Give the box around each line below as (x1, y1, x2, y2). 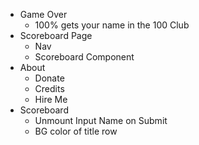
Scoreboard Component (34, 51, 135, 63)
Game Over (19, 9, 68, 20)
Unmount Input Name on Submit (34, 115, 168, 126)
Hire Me (34, 94, 68, 105)
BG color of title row (34, 125, 118, 137)
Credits (34, 83, 65, 94)
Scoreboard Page (19, 30, 93, 41)
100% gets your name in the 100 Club (34, 19, 190, 31)
